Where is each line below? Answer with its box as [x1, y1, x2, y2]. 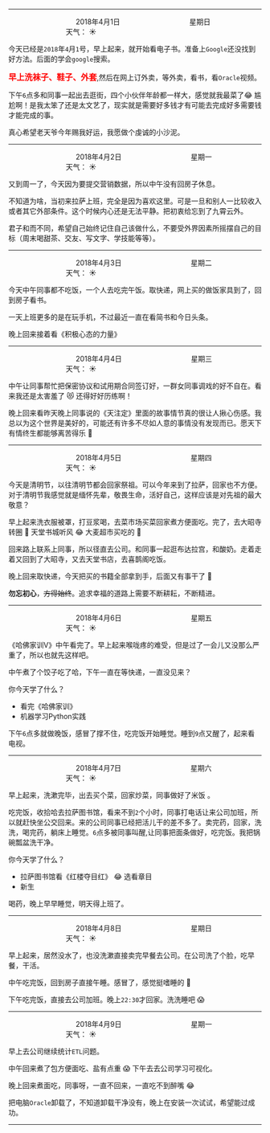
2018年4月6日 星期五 [75, 613, 213, 623]
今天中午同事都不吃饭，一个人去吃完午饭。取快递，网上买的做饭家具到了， [8, 285, 255, 294]
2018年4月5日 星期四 [75, 453, 212, 462]
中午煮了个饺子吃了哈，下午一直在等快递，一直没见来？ [8, 668, 191, 677]
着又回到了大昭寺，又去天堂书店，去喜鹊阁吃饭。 [8, 554, 170, 563]
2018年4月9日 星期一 [75, 1020, 213, 1029]
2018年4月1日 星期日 [75, 17, 211, 27]
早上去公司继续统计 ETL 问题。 [8, 1046, 104, 1056]
